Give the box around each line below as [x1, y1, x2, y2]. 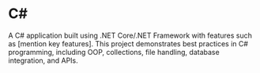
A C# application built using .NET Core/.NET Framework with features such [8, 31, 253, 40]
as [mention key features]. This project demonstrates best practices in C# [8, 38, 249, 48]
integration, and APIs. [8, 56, 79, 65]
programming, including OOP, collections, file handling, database [8, 47, 220, 57]
